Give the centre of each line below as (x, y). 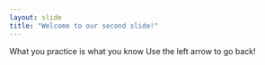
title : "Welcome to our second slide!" (84, 26)
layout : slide (36, 17)
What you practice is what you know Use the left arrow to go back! (132, 51)
